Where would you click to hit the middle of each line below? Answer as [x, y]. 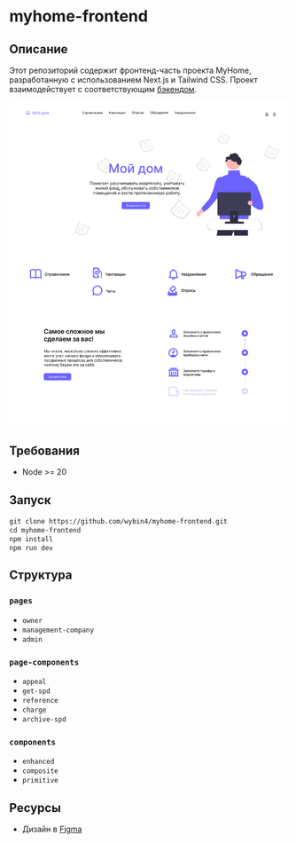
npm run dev [31, 548]
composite [40, 771]
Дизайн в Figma [52, 829]
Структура [41, 575]
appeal [34, 682]
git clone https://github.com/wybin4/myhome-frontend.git [118, 522]
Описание [39, 49]
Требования [44, 450]
